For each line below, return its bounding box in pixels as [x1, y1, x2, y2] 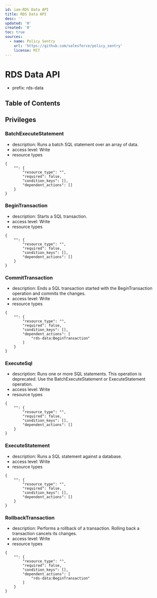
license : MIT [14, 48, 40, 53]
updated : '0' [5, 20, 32, 26]
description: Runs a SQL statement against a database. [12, 453, 122, 459]
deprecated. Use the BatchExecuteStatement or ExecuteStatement [12, 376, 146, 382]
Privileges [5, 116, 36, 124]
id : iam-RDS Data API [5, 7, 49, 12]
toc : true [5, 30, 25, 35]
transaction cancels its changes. [12, 531, 77, 536]
